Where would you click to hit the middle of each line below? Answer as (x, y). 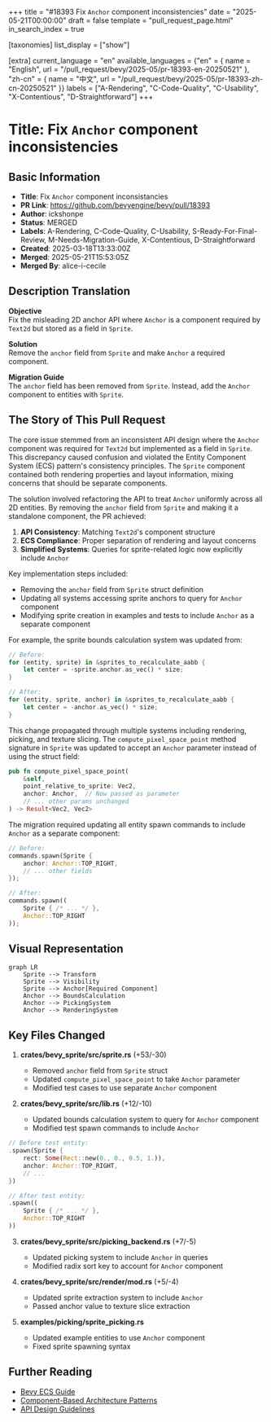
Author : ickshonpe (52, 214)
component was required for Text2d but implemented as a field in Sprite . (131, 448)
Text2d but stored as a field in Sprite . (71, 328)
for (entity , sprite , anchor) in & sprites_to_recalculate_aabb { (121, 700)
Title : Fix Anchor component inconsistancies (94, 196)
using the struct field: (44, 756)
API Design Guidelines (57, 1409)
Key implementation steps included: (68, 573)
